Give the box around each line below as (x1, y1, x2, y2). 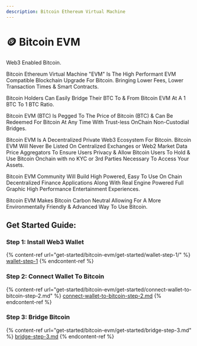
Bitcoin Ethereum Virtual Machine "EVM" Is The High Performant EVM (6, 70, 176, 77)
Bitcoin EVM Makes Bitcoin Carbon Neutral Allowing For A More (6, 196, 162, 204)
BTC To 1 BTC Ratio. (6, 101, 54, 108)
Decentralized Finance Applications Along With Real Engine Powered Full (6, 179, 184, 186)
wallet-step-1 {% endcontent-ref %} (6, 258, 94, 265)
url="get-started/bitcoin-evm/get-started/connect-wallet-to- (44, 286, 192, 293)
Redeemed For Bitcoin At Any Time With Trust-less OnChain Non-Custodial (6, 118, 189, 125)
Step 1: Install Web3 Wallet (6, 238, 84, 246)
